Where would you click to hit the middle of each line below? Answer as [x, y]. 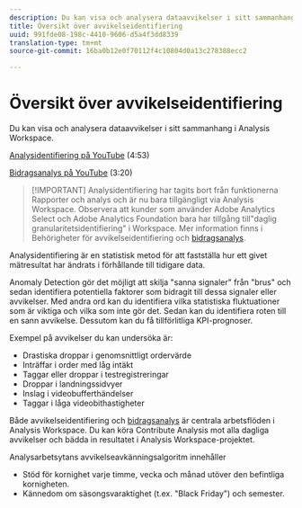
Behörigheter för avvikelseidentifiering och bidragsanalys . [138, 238]
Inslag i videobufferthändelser [78, 394]
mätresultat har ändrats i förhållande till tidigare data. [107, 265]
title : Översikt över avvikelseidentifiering [96, 26]
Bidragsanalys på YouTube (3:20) [71, 173]
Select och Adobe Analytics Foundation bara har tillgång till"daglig [154, 219]
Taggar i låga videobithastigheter [84, 403]
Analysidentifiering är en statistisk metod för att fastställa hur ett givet [138, 255]
